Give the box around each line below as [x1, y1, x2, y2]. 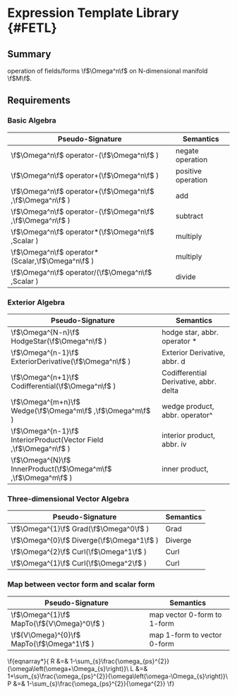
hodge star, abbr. [162, 327, 219, 337]
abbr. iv [162, 439, 187, 449]
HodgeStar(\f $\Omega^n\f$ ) [11, 336, 107, 346]
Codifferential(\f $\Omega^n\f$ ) [11, 381, 116, 390]
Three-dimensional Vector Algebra [7, 493, 129, 503]
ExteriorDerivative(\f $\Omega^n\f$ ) [11, 356, 131, 366]
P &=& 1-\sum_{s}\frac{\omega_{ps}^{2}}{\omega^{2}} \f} [7, 679, 175, 688]
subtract [175, 211, 204, 221]
